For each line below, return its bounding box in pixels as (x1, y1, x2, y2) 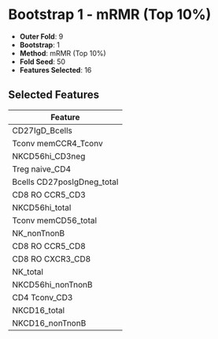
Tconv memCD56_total (12, 215, 97, 226)
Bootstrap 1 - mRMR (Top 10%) (8, 6, 212, 24)
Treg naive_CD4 (12, 164, 72, 175)
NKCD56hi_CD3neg (12, 150, 86, 161)
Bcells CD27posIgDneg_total (12, 176, 119, 187)
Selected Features (8, 89, 100, 102)
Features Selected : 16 (19, 65, 92, 74)
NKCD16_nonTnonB (12, 318, 87, 329)
